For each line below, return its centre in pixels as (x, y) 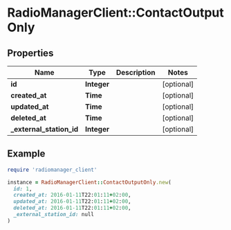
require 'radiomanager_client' (52, 170)
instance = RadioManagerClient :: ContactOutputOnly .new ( (89, 182)
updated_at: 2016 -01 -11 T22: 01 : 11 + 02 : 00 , (72, 202)
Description (136, 72)
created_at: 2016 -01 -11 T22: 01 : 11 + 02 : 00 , (72, 195)
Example (26, 154)
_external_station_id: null (54, 215)
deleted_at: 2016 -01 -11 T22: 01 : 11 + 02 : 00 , (72, 208)
